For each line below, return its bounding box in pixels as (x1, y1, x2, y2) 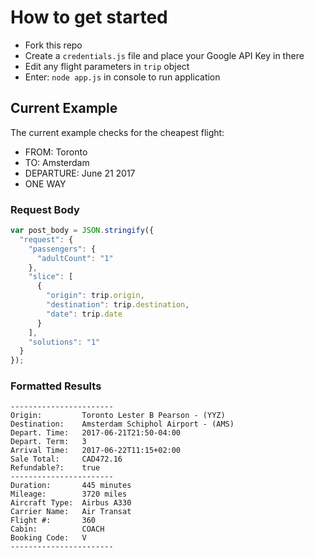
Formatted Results (10, 379, 102, 393)
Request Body (10, 202, 80, 216)
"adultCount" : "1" (36, 253, 114, 263)
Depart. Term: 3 (10, 437, 87, 447)
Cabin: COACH (10, 524, 105, 535)
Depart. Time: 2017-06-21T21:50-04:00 (10, 428, 182, 438)
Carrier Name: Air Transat (10, 507, 132, 517)
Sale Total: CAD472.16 (10, 454, 123, 465)
